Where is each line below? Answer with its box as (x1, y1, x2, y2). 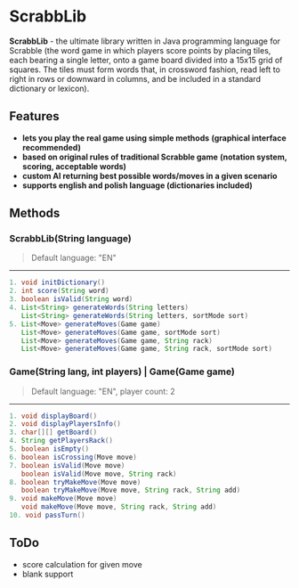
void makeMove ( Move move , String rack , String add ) (20, 502, 217, 511)
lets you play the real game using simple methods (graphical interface (21, 132, 287, 143)
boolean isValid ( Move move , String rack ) (20, 470, 177, 478)
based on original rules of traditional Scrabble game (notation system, (21, 151, 287, 162)
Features (9, 109, 60, 124)
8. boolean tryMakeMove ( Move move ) (9, 478, 141, 486)
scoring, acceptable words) (21, 160, 127, 171)
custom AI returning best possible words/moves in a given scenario (21, 170, 278, 181)
